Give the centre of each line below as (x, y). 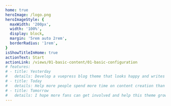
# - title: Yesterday (28, 72)
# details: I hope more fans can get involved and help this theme (81, 95)
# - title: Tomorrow (27, 90)
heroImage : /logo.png (28, 15)
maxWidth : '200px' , (31, 24)
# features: (18, 67)
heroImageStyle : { (25, 19)
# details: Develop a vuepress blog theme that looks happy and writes (85, 76)
